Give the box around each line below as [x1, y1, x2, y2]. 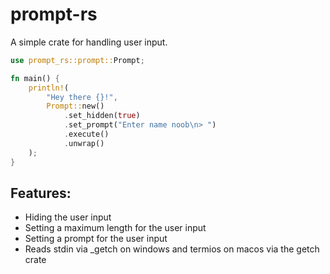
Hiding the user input [24, 211, 112, 223]
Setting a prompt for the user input [24, 233, 168, 245]
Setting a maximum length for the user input [24, 222, 207, 234]
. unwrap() [63, 138, 105, 148]
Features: [10, 184, 72, 202]
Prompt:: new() [46, 101, 105, 112]
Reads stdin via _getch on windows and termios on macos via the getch [24, 243, 320, 255]
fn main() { [10, 73, 60, 83]
